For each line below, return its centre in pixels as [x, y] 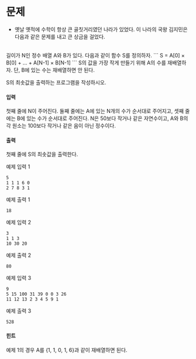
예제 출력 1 [18, 200]
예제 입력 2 [18, 223]
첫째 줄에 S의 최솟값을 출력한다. [42, 154]
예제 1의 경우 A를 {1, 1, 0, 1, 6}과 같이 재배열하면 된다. [67, 350]
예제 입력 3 [19, 278]
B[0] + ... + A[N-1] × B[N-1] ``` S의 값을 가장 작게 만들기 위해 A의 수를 [86, 63]
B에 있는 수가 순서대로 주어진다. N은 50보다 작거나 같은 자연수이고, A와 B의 [102, 118]
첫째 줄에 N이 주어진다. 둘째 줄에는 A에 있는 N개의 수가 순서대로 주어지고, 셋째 [95, 111]
